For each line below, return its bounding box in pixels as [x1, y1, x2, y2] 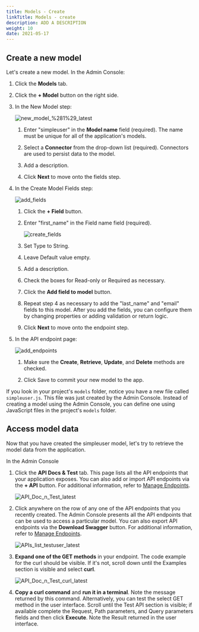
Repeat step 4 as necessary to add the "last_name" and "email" [23, 299, 179, 306]
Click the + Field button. [23, 207, 83, 214]
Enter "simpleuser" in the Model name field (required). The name [23, 126, 183, 133]
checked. [23, 365, 47, 372]
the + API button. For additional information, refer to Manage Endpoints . [14, 482, 191, 489]
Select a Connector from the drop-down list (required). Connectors [23, 144, 189, 151]
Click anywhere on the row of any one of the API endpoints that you [14, 504, 181, 511]
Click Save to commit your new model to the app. [23, 376, 144, 383]
